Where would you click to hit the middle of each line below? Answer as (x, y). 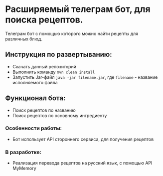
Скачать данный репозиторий (44, 66)
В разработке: (23, 152)
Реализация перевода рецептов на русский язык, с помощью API (82, 163)
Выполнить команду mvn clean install (54, 72)
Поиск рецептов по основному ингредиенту (60, 115)
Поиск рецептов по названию (44, 110)
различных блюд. (24, 39)
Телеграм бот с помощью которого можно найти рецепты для (72, 33)
